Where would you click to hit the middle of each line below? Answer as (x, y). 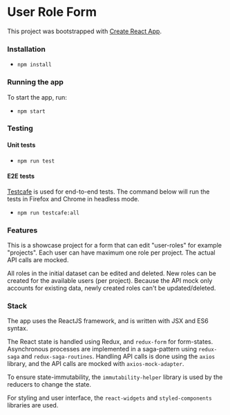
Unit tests (21, 145)
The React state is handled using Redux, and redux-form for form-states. (110, 342)
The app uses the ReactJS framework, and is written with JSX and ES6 (108, 321)
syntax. (18, 329)
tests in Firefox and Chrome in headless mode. (73, 199)
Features (22, 230)
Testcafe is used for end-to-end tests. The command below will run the (108, 192)
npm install (34, 65)
